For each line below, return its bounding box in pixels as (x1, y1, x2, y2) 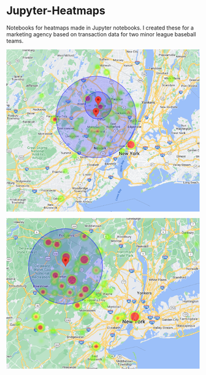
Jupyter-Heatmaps (6, 4, 105, 18)
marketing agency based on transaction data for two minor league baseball (6, 30, 196, 37)
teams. (6, 37, 24, 44)
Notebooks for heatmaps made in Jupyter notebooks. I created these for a (6, 24, 194, 31)
